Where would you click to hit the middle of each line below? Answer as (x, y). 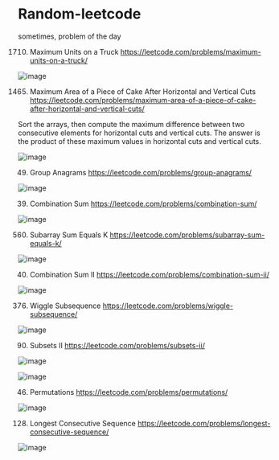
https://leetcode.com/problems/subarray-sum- (187, 235)
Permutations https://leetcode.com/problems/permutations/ (129, 392)
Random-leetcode (80, 14)
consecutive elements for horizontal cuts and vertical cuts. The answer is (139, 133)
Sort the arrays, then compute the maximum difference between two (131, 124)
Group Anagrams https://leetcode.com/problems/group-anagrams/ (141, 172)
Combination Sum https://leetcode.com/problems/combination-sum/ (143, 203)
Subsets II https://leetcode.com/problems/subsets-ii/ (117, 345)
